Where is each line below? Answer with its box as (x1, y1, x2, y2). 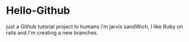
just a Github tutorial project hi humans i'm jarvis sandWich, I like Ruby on (6, 23, 183, 30)
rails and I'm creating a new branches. (6, 29, 98, 36)
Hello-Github (6, 4, 70, 17)
